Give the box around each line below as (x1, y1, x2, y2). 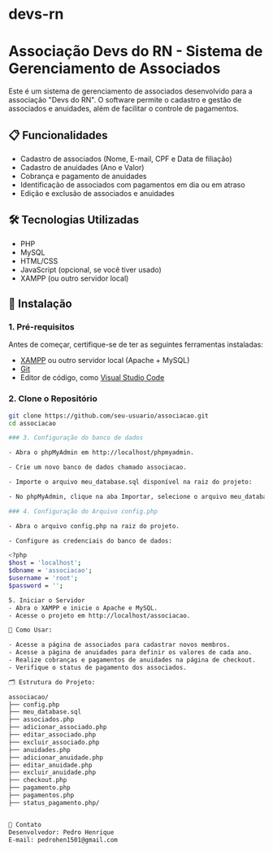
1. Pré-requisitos (8, 321, 75, 333)
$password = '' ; (8, 581, 63, 590)
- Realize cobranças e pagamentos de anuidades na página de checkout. (8, 656, 256, 664)
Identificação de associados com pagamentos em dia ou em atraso (19, 180, 245, 190)
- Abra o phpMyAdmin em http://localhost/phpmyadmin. (8, 448, 195, 457)
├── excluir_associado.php (8, 738, 100, 746)
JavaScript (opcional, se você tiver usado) (19, 264, 162, 274)
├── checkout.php (8, 776, 67, 784)
